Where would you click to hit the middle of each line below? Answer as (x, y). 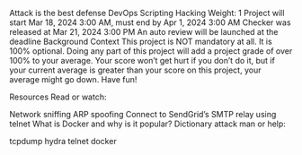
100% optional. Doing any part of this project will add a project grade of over (151, 51)
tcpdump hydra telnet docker (63, 141)
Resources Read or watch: (58, 97)
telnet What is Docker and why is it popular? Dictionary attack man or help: (147, 124)
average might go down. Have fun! (73, 79)
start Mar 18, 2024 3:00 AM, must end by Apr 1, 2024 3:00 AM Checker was (150, 22)
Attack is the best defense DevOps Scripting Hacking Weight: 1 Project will (147, 13)
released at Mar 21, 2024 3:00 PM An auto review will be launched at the (144, 32)
